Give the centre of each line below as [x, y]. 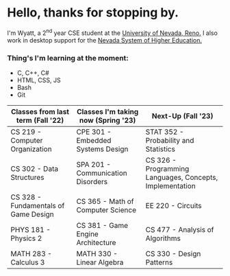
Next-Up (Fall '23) [182, 116]
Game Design [33, 214]
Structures [27, 177]
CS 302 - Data [35, 168]
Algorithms [163, 238]
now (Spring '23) [107, 120]
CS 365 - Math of [105, 201]
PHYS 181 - [31, 229]
